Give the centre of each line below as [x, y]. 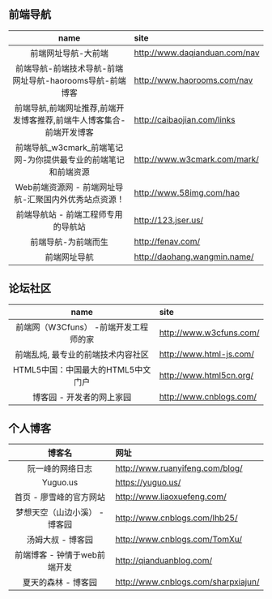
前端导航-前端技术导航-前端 [69, 68]
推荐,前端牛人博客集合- [81, 120]
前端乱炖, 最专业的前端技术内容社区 [82, 354]
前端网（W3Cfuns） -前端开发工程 [82, 327]
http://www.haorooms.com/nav [193, 80]
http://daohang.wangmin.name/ [194, 256]
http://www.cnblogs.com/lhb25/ [176, 518]
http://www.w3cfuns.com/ [209, 333]
